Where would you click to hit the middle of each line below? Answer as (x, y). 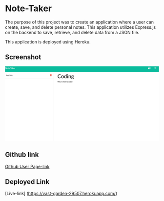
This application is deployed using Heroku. (48, 41)
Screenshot (23, 57)
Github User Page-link (27, 166)
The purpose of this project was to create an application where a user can (80, 22)
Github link (22, 155)
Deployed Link (27, 182)
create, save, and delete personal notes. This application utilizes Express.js (81, 27)
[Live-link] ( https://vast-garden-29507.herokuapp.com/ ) (61, 194)
